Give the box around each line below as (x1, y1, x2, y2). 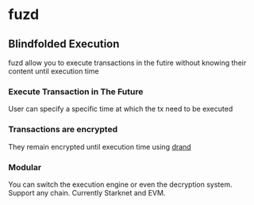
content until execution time (8, 66, 99, 76)
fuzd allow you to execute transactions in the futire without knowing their (8, 58, 247, 67)
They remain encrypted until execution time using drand (8, 142, 192, 151)
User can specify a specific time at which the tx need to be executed (8, 104, 233, 114)
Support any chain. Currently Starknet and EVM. (8, 188, 166, 197)
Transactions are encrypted (8, 124, 117, 135)
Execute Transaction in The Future (8, 85, 144, 97)
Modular (8, 161, 42, 173)
